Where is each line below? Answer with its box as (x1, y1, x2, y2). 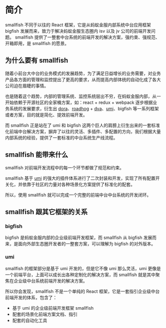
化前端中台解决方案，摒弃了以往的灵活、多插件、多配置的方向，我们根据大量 (5, 128, 161, 134)
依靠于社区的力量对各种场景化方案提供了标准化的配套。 (22, 181, 135, 187)
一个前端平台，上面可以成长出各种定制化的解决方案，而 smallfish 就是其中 (5, 272, 156, 278)
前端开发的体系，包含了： (5, 294, 57, 300)
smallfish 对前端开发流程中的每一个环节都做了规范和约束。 (5, 164, 124, 171)
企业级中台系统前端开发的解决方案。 (13, 278, 87, 283)
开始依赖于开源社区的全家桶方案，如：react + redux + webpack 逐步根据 (5, 99, 153, 105)
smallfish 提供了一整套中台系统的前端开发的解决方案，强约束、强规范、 (14, 34, 160, 40)
